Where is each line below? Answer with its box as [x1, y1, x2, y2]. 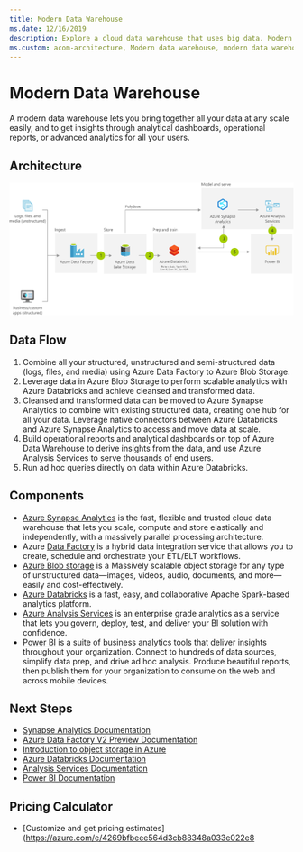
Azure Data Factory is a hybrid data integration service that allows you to [22, 541, 294, 552]
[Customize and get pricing [22, 823, 124, 834]
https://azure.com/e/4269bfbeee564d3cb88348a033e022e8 [25, 832, 255, 843]
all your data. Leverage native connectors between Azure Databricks [22, 414, 278, 425]
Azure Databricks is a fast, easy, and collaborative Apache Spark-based [22, 589, 290, 600]
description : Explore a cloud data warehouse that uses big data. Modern [9, 33, 293, 42]
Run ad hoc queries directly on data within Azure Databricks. [22, 462, 249, 472]
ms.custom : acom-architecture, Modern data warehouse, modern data [9, 43, 269, 52]
